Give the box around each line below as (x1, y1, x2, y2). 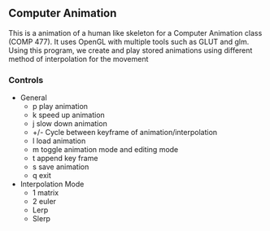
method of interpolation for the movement (8, 54, 149, 63)
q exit (32, 171, 51, 181)
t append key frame (32, 154, 98, 163)
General (20, 93, 47, 102)
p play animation (32, 102, 88, 111)
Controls (8, 74, 44, 85)
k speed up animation (32, 110, 106, 120)
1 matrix (32, 188, 59, 198)
